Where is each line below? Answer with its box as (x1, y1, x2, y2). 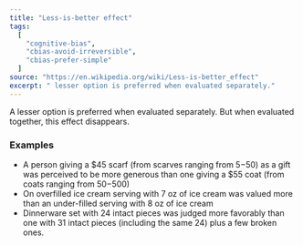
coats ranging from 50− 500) (22, 179, 131, 189)
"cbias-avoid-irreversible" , (26, 47, 137, 56)
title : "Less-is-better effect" (9, 13, 132, 23)
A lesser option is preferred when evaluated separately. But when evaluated (9, 106, 295, 117)
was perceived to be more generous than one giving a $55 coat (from (22, 168, 285, 179)
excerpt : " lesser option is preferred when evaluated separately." (9, 81, 276, 90)
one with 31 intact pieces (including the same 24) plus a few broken (22, 217, 277, 228)
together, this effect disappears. (9, 116, 131, 127)
